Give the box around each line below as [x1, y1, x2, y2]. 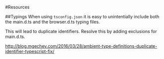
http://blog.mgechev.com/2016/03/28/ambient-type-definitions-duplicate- [5, 43, 158, 49]
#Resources [5, 4, 30, 10]
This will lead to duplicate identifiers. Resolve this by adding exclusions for [5, 29, 157, 34]
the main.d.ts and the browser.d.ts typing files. [5, 19, 100, 25]
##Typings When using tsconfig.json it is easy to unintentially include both [5, 14, 160, 19]
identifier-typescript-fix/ [5, 49, 55, 54]
